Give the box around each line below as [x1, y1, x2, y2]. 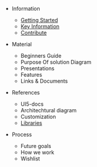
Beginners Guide [20, 52, 62, 59]
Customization [20, 113, 56, 120]
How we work [20, 149, 54, 156]
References [11, 89, 40, 96]
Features [20, 71, 43, 78]
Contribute [20, 29, 47, 36]
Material [11, 41, 32, 48]
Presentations [20, 65, 55, 72]
